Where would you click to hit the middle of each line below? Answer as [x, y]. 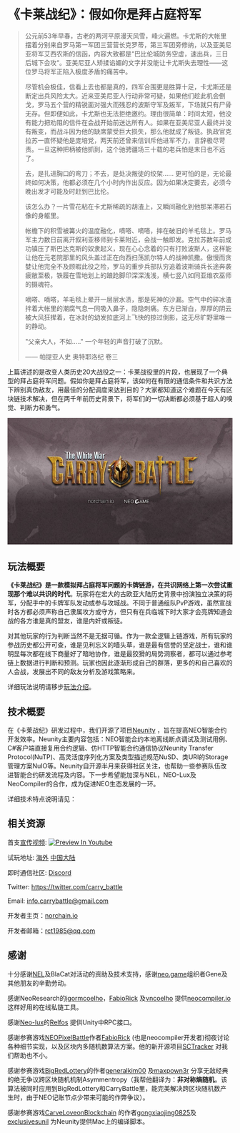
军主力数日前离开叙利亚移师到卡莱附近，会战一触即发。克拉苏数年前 [125, 239]
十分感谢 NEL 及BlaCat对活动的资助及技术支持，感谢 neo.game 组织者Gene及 [117, 974]
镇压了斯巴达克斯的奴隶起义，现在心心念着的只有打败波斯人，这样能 [131, 248]
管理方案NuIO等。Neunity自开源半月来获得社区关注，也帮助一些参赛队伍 [114, 766]
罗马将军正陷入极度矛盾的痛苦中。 [81, 71]
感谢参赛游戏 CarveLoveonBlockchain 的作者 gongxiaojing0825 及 [102, 1112]
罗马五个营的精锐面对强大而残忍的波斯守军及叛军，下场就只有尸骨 [135, 104]
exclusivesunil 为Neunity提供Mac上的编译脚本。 [78, 1121]
